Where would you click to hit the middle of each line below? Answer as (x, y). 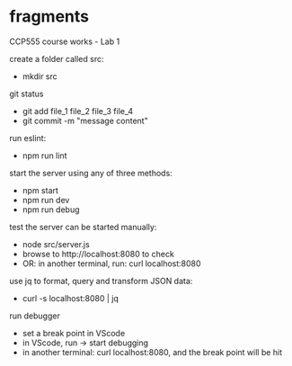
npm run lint (44, 156)
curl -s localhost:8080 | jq (70, 298)
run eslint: (28, 138)
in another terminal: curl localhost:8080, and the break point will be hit (152, 352)
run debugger (35, 316)
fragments (49, 17)
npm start (40, 190)
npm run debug (51, 210)
